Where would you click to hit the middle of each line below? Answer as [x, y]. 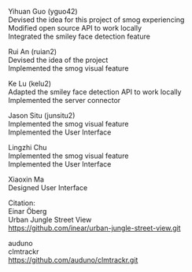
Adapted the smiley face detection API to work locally [95, 92]
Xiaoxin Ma [26, 179]
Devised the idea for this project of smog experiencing [96, 20]
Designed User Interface [48, 187]
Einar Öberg [28, 211]
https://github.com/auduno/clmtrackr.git [73, 260]
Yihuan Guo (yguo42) [43, 11]
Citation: [22, 203]
